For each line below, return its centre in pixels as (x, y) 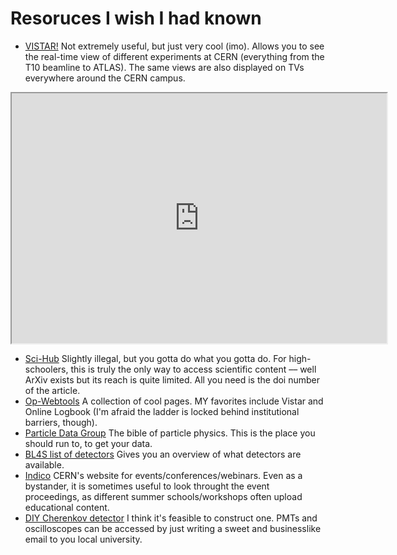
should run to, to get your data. (88, 443)
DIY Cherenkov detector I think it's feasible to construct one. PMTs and (171, 518)
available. (44, 464)
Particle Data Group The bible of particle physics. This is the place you (170, 433)
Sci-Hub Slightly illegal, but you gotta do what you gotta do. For (155, 358)
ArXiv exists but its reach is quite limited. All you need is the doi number (172, 379)
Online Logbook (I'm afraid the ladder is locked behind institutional (162, 411)
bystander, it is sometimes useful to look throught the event (147, 486)
